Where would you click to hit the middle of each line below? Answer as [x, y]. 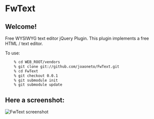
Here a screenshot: [35, 100]
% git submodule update [38, 85]
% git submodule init [36, 80]
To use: [13, 53]
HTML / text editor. [24, 44]
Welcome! [21, 27]
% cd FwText [26, 71]
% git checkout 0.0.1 [36, 76]
